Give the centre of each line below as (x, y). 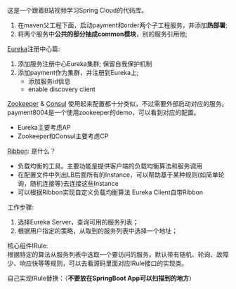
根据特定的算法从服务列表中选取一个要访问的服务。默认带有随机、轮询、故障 (118, 254)
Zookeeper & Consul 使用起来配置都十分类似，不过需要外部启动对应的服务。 (118, 103)
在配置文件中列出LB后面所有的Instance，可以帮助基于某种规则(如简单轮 (121, 175)
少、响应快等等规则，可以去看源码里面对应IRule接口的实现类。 (98, 263)
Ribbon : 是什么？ (32, 151)
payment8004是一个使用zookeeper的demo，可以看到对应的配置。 (104, 112)
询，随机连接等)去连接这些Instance (68, 183)
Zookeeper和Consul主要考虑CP (63, 136)
